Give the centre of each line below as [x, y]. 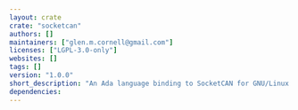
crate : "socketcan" [46, 26]
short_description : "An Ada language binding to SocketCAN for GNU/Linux [149, 83]
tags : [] [25, 67]
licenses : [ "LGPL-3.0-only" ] [63, 51]
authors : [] [31, 34]
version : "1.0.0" [41, 75]
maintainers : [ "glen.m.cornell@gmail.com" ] [91, 42]
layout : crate [36, 17]
